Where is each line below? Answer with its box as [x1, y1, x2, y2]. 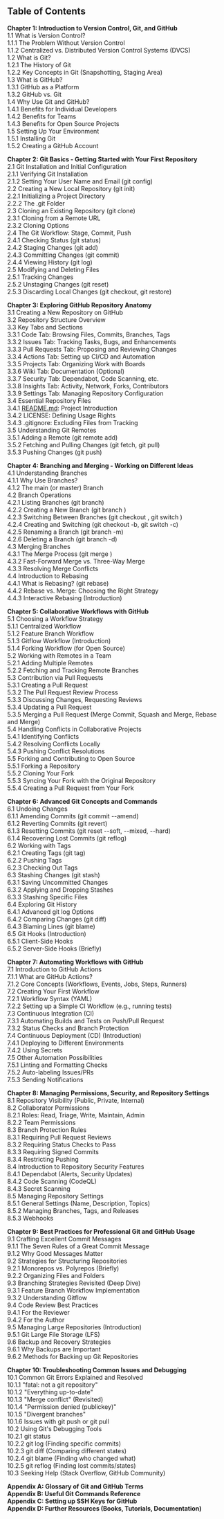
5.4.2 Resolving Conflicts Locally [7, 739, 100, 748]
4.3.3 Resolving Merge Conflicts [7, 564, 99, 573]
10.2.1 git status [7, 1432, 50, 1440]
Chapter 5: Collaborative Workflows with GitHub [7, 607, 149, 615]
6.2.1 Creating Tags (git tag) [7, 848, 86, 857]
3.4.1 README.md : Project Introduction [7, 404, 118, 412]
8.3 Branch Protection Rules [7, 1125, 87, 1134]
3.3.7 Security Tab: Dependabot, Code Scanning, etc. [7, 374, 159, 383]
